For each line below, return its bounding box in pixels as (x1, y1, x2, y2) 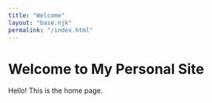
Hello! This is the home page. (8, 86, 103, 95)
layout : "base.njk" (8, 19, 73, 27)
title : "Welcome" (8, 11, 65, 20)
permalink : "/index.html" (8, 26, 93, 34)
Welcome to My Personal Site (8, 60, 205, 78)
